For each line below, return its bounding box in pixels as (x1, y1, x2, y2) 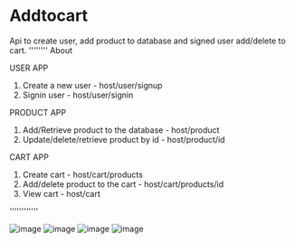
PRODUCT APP (9, 107, 66, 117)
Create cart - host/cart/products (22, 169, 143, 180)
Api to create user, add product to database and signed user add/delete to (9, 35, 287, 46)
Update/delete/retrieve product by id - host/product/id (22, 134, 225, 145)
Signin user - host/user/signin (22, 89, 134, 100)
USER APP (9, 62, 49, 73)
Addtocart (9, 5, 89, 26)
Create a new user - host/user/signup (22, 79, 163, 90)
